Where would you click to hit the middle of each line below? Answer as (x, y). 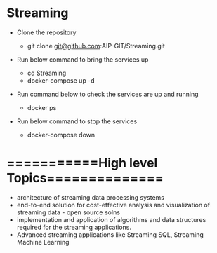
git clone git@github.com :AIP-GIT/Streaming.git (96, 46)
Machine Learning (43, 242)
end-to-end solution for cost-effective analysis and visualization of (113, 205)
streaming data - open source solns (68, 212)
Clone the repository (46, 32)
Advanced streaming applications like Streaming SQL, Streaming (110, 234)
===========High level (82, 163)
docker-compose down (61, 135)
